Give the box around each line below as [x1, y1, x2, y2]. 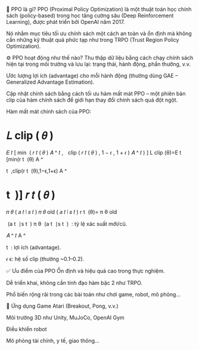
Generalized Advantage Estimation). [6, 78, 95, 85]
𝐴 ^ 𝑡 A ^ [6, 232, 26, 239]
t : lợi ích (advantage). [6, 244, 61, 251]
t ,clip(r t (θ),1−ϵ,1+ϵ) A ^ [6, 167, 67, 174]
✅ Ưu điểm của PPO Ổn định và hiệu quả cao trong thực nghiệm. [6, 267, 165, 274]
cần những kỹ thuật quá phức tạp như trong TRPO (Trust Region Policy [6, 36, 179, 43]
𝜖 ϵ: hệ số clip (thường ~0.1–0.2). [6, 255, 85, 262]
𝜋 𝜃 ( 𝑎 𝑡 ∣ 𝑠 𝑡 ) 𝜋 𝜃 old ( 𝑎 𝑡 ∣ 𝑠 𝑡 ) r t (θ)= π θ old [6, 208, 117, 215]
